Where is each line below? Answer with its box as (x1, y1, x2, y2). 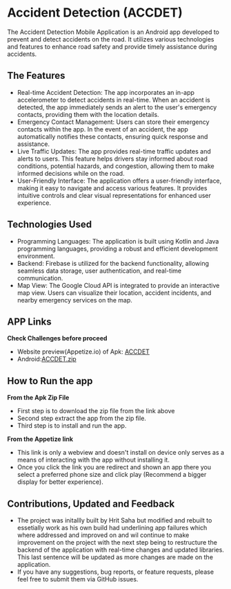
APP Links (7, 316, 52, 327)
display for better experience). (17, 478, 103, 486)
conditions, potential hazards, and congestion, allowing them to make (17, 161, 215, 170)
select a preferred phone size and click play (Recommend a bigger (17, 471, 207, 479)
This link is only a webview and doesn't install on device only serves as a (17, 448, 225, 457)
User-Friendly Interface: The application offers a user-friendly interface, (17, 176, 222, 185)
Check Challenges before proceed (7, 334, 108, 343)
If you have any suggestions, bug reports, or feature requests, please (17, 568, 214, 576)
